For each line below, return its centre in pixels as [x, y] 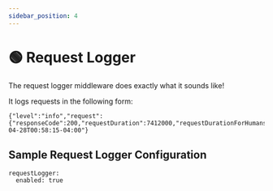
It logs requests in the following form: [71, 101]
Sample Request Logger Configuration [108, 155]
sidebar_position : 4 [43, 16]
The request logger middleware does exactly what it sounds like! [117, 85]
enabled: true [39, 180]
